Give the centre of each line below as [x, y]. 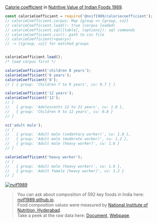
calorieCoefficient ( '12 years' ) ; [39, 93]
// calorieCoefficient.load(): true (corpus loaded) [60, 25]
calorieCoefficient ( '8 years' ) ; [38, 75]
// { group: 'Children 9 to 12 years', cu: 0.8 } [59, 111]
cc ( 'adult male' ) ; [24, 125]
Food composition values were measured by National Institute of [82, 205]
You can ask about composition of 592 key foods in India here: [80, 194]
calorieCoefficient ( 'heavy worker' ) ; [44, 157]
